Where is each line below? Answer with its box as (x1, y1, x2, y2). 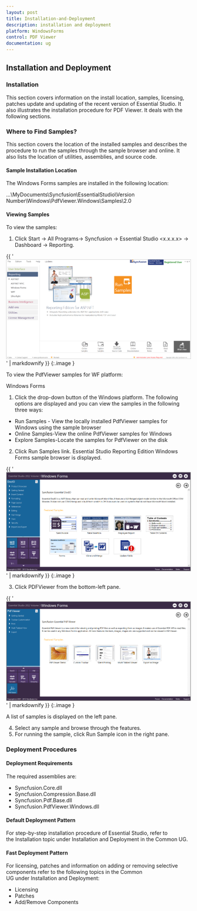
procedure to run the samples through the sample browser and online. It (6, 147, 180, 154)
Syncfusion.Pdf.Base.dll (14, 796, 72, 803)
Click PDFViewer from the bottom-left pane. (14, 584, 121, 591)
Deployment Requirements (6, 760, 73, 767)
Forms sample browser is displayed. (14, 454, 102, 461)
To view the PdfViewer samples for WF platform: (6, 371, 123, 378)
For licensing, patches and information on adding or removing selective (6, 862, 178, 869)
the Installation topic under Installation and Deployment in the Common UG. (6, 836, 188, 843)
